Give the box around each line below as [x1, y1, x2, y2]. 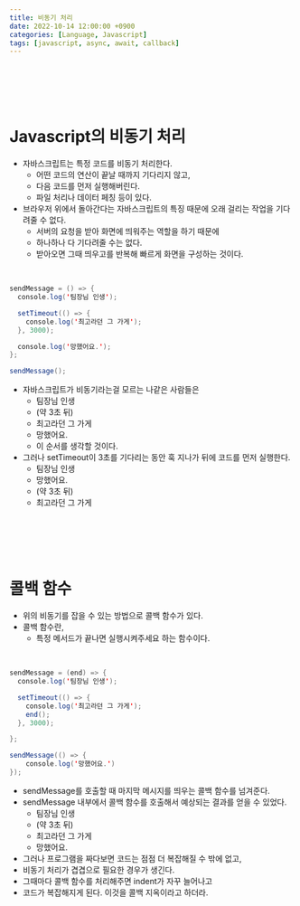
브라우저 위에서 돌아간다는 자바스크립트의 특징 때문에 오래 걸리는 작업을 [22, 203, 274, 214]
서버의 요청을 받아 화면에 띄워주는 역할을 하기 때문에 [35, 226, 220, 237]
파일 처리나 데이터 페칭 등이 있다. [35, 192, 152, 203]
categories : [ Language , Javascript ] [9, 30, 147, 39]
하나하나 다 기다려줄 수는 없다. [35, 237, 143, 249]
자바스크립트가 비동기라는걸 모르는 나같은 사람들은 [22, 384, 200, 395]
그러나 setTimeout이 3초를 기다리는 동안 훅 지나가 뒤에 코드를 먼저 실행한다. [22, 452, 291, 463]
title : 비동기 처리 [9, 13, 73, 23]
